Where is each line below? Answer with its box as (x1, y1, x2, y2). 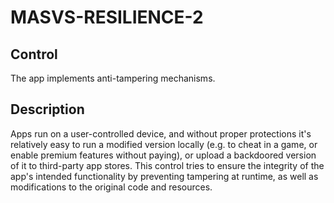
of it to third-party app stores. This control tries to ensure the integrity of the (10, 159, 325, 171)
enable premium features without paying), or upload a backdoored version (10, 149, 317, 161)
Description (10, 101, 85, 118)
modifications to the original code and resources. (10, 181, 213, 193)
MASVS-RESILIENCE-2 (10, 6, 204, 29)
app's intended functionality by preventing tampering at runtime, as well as (10, 170, 319, 182)
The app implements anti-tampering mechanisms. (10, 72, 216, 84)
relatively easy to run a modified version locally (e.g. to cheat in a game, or (10, 138, 318, 150)
